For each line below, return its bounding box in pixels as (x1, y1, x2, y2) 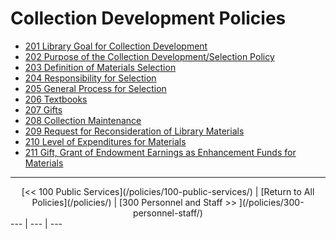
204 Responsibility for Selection (24, 72, 157, 84)
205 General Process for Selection (24, 82, 167, 94)
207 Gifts (24, 103, 63, 116)
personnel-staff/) (133, 207, 203, 219)
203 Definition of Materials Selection (24, 61, 177, 73)
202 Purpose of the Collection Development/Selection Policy (24, 50, 275, 62)
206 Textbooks (24, 93, 88, 105)
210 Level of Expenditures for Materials (24, 135, 187, 147)
